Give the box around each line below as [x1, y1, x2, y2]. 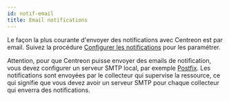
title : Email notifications [7, 17, 88, 24]
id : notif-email [7, 10, 54, 17]
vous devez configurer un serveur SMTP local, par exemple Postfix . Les [7, 64, 211, 72]
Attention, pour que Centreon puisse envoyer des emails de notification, [7, 56, 212, 64]
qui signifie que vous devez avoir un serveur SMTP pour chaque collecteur [7, 78, 219, 86]
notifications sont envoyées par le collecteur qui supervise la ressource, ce [7, 71, 221, 80]
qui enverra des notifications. [7, 86, 91, 94]
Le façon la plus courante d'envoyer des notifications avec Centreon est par [7, 35, 223, 44]
